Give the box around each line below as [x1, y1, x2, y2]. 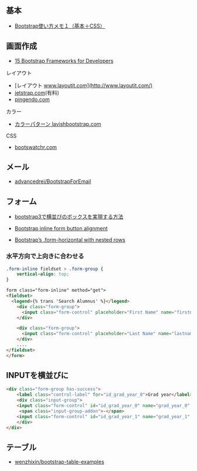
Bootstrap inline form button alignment [14, 225, 108, 232]
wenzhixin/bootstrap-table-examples [14, 458, 104, 466]
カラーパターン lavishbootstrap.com [14, 120, 101, 128]
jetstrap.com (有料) [14, 89, 60, 96]
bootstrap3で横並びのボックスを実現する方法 [14, 213, 124, 221]
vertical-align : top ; [16, 271, 69, 278]
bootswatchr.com [14, 143, 57, 151]
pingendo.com [14, 96, 50, 103]
